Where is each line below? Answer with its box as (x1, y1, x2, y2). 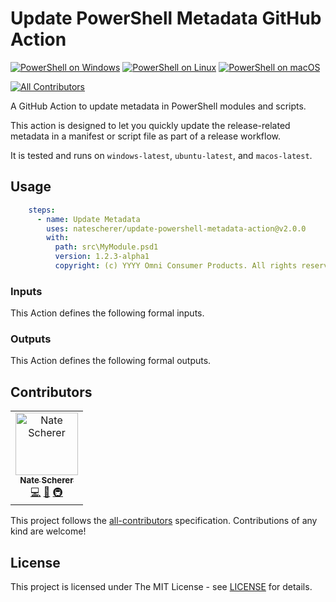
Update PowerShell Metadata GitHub (10, 7, 322, 30)
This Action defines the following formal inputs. (10, 307, 205, 319)
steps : (28, 205, 56, 215)
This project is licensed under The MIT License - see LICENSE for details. (10, 581, 313, 593)
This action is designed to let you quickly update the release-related (10, 119, 291, 131)
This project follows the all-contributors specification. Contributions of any (10, 515, 318, 527)
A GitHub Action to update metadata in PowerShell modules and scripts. (10, 100, 307, 112)
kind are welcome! (10, 525, 87, 537)
